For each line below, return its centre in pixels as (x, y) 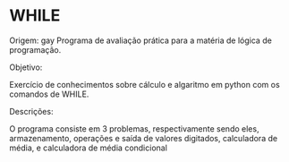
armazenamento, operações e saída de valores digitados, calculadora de (144, 138)
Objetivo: (26, 67)
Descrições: (31, 111)
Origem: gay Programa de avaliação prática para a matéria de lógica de (141, 40)
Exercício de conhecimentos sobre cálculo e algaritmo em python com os (144, 84)
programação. (35, 49)
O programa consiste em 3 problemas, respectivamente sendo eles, (134, 128)
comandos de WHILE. (49, 94)
